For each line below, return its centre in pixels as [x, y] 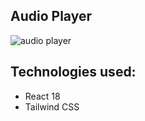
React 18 [42, 96]
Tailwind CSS [52, 106]
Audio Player [51, 16]
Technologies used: [73, 72]
